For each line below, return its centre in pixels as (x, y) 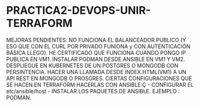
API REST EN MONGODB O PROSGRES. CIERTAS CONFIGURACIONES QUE (99, 78)
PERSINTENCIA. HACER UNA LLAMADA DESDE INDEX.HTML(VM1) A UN (96, 72)
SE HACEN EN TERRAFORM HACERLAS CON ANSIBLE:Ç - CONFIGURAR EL (100, 84)
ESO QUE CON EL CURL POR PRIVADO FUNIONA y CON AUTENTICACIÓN (98, 46)
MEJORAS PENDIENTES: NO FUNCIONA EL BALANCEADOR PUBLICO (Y (96, 40)
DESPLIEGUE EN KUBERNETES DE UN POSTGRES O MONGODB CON (92, 65)
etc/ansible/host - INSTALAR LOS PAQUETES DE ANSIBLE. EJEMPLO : (93, 91)
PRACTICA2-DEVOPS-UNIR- (79, 11)
